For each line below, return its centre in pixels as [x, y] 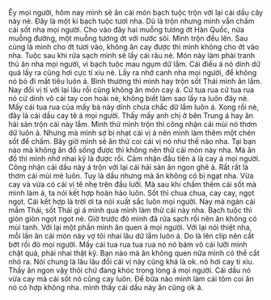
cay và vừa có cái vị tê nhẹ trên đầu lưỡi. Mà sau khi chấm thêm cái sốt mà [133, 184]
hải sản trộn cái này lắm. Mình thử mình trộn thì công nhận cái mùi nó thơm [133, 124]
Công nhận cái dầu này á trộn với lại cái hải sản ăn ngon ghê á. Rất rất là [129, 167]
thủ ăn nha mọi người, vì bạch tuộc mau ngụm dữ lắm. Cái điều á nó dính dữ [135, 64]
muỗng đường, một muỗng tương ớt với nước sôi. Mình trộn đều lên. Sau [128, 38]
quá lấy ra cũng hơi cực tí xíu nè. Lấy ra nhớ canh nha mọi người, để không [133, 72]
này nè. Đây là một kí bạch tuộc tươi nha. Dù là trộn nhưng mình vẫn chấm [131, 21]
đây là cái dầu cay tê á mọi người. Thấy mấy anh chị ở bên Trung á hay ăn [131, 116]
